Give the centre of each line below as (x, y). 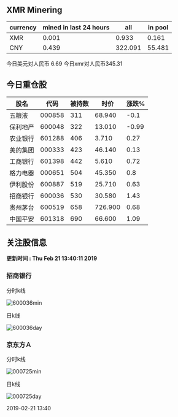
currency (23, 27)
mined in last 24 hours (76, 27)
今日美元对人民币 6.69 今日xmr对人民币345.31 (64, 63)
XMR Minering (34, 10)
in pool (158, 27)
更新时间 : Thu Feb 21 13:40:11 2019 (52, 258)
